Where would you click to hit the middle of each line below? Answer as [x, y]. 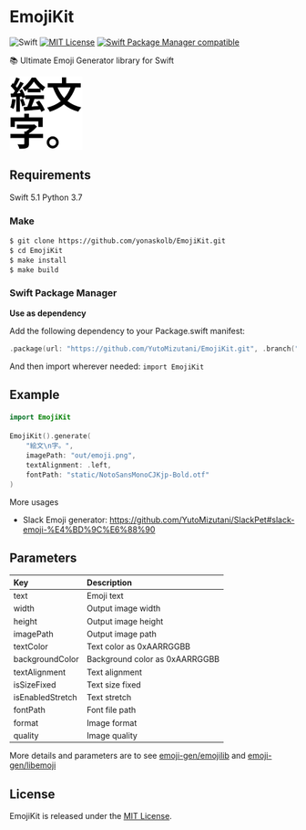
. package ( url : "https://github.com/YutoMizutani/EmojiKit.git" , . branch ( [153, 349]
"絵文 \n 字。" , [50, 446]
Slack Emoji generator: [65, 520]
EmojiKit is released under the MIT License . [91, 816]
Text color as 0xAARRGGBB [138, 646]
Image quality [112, 735]
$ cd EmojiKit [36, 250]
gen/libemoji [33, 765]
